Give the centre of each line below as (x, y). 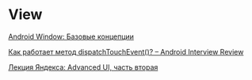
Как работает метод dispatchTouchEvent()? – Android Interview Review (126, 51)
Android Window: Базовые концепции (71, 36)
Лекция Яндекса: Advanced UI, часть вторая (83, 67)
